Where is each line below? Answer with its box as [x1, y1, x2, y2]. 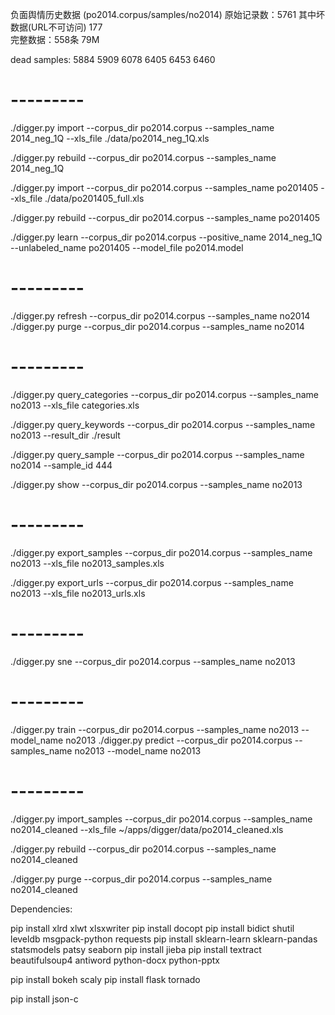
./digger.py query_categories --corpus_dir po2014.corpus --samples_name [10, 388, 320, 400]
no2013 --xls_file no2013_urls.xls [10, 587, 146, 599]
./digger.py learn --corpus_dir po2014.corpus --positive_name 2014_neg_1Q [10, 231, 323, 243]
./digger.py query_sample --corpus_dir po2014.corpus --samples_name [10, 448, 305, 460]
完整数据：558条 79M [10, 34, 100, 45]
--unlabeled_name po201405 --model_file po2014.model [10, 241, 244, 253]
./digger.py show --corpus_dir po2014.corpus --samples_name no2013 [10, 478, 303, 490]
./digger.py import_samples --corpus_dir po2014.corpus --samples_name [10, 813, 313, 825]
